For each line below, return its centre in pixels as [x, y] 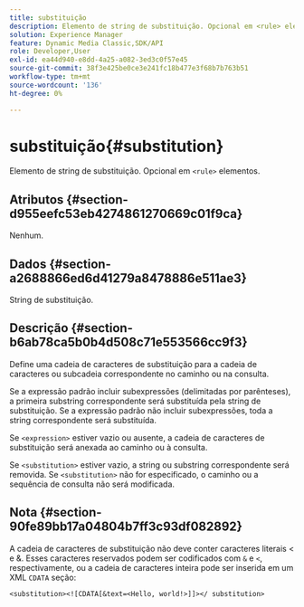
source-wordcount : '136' [56, 85]
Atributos [37, 199]
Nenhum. [26, 235]
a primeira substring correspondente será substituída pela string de [135, 401]
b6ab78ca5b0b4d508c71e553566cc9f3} [128, 342]
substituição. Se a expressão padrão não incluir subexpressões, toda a [141, 410]
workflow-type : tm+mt [50, 77]
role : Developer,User [50, 52]
